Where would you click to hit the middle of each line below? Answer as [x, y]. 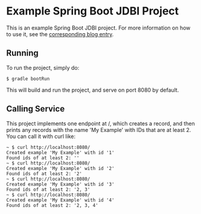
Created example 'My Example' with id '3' [60, 184]
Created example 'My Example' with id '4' [60, 200]
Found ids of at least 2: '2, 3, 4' [52, 205]
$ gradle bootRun [28, 79]
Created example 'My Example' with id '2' [60, 168]
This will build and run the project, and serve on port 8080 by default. [93, 90]
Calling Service [36, 109]
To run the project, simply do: [43, 68]
